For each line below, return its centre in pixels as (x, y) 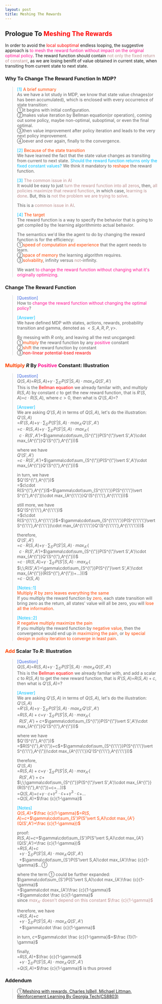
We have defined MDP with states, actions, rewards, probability (80, 323)
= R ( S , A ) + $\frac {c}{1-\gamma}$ (49, 956)
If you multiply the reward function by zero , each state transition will (84, 598)
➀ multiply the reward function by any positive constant (73, 342)
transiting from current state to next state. (47, 66)
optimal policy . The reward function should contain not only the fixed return (80, 56)
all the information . (36, 609)
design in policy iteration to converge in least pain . (67, 639)
